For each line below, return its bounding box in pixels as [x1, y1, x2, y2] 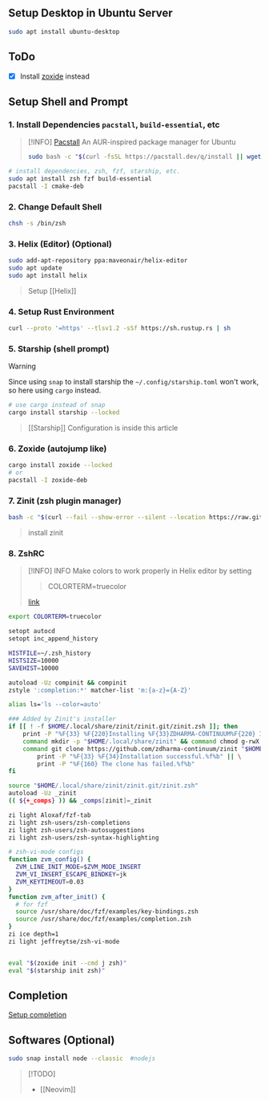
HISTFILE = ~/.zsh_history [8, 649, 91, 657]
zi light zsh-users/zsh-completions [8, 819, 130, 827]
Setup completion [8, 1010, 66, 1020]
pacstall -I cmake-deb [8, 182, 84, 190]
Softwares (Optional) [8, 1033, 115, 1046]
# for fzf [15, 900, 48, 908]
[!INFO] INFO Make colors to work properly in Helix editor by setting [27, 566, 252, 576]
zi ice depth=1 [8, 930, 59, 938]
